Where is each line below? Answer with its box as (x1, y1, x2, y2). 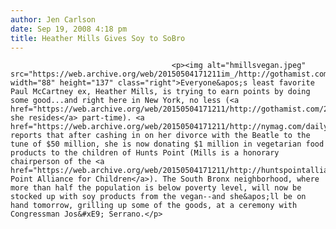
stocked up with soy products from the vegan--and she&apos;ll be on (10, 192, 307, 202)
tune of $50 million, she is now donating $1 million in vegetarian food (10, 139, 325, 150)
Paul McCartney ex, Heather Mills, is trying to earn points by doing (10, 87, 311, 97)
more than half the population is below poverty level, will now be (10, 183, 302, 193)
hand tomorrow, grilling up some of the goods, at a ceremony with (10, 201, 298, 211)
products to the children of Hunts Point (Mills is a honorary (10, 148, 280, 158)
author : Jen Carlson (10, 14, 97, 25)
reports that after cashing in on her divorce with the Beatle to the (10, 131, 311, 141)
